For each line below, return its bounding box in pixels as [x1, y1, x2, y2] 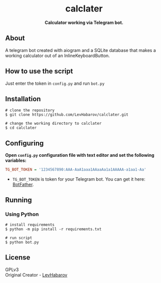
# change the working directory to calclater [5, 121, 101, 126]
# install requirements [5, 222, 55, 227]
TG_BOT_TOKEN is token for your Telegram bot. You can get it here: [12, 176, 145, 182]
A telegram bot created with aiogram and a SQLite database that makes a [5, 47, 156, 53]
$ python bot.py [5, 240, 39, 245]
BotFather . [12, 182, 34, 188]
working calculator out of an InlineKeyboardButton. [5, 52, 110, 58]
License [5, 253, 30, 262]
